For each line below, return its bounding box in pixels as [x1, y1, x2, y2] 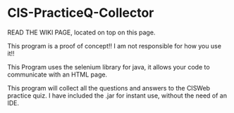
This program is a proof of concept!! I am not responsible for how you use [7, 41, 222, 50]
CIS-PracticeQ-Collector [7, 5, 154, 21]
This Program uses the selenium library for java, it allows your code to [7, 62, 210, 71]
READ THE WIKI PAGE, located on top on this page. [7, 28, 156, 36]
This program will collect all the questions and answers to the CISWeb [7, 84, 210, 92]
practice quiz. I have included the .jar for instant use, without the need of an [7, 91, 228, 100]
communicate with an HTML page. [7, 70, 108, 79]
